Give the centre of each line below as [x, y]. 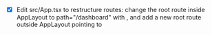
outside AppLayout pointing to [59, 25]
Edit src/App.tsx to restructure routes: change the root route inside [111, 10]
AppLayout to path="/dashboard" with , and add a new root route [109, 17]
